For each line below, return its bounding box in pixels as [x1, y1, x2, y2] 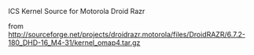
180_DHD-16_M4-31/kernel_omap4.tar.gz [8, 38, 141, 47]
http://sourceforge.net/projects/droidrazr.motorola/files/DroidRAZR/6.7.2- [8, 30, 246, 39]
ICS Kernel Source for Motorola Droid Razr [8, 7, 145, 15]
